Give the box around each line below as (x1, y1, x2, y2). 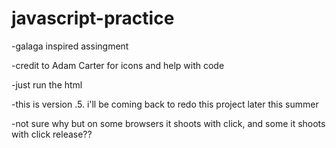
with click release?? (11, 128, 93, 140)
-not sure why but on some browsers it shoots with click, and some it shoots (11, 117, 326, 129)
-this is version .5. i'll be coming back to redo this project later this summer (11, 98, 319, 110)
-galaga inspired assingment (11, 40, 129, 52)
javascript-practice (11, 7, 175, 30)
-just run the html (11, 78, 83, 91)
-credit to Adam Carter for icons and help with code (11, 59, 225, 71)
